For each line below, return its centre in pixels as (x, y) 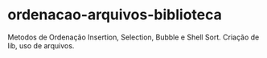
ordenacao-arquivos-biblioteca (115, 15)
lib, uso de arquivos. (41, 45)
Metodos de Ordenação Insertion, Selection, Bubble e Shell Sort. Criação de (133, 37)
